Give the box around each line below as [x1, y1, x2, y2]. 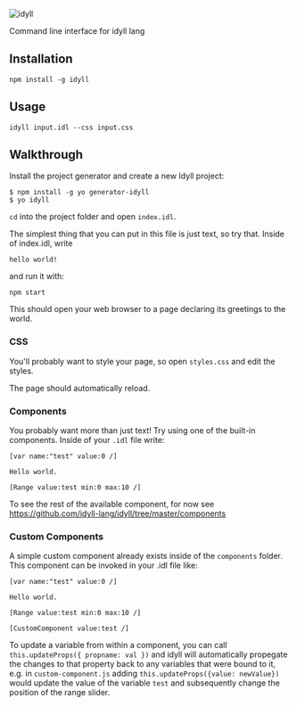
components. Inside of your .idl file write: [9, 435, 165, 446]
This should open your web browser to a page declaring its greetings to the [9, 304, 286, 315]
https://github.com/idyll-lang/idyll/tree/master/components [9, 508, 227, 519]
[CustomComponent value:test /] [9, 624, 129, 633]
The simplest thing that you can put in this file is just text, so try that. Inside [9, 228, 285, 240]
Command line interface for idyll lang [9, 26, 145, 36]
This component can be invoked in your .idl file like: [9, 560, 199, 571]
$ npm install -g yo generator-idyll [9, 188, 150, 197]
